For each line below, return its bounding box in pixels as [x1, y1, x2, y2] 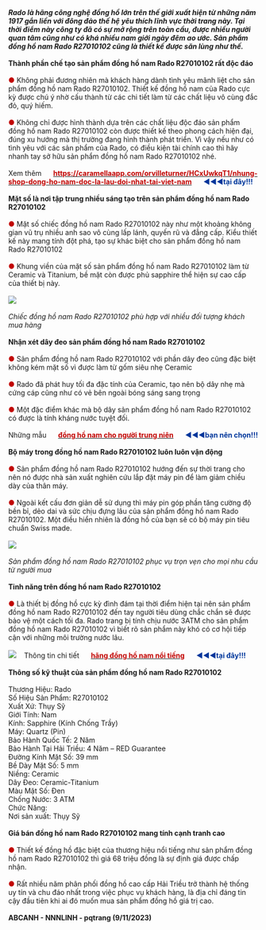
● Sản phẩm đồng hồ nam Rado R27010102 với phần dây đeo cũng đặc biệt [8, 354, 256, 363]
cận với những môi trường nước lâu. [8, 633, 125, 642]
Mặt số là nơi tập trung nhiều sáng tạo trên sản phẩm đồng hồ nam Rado [8, 194, 250, 203]
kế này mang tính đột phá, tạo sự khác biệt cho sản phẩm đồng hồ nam [8, 236, 241, 245]
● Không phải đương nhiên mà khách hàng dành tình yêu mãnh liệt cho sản [8, 76, 256, 84]
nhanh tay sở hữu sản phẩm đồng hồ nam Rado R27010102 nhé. [8, 151, 217, 161]
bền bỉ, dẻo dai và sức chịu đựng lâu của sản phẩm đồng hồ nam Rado [8, 506, 239, 516]
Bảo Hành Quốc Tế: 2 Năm [8, 736, 95, 744]
